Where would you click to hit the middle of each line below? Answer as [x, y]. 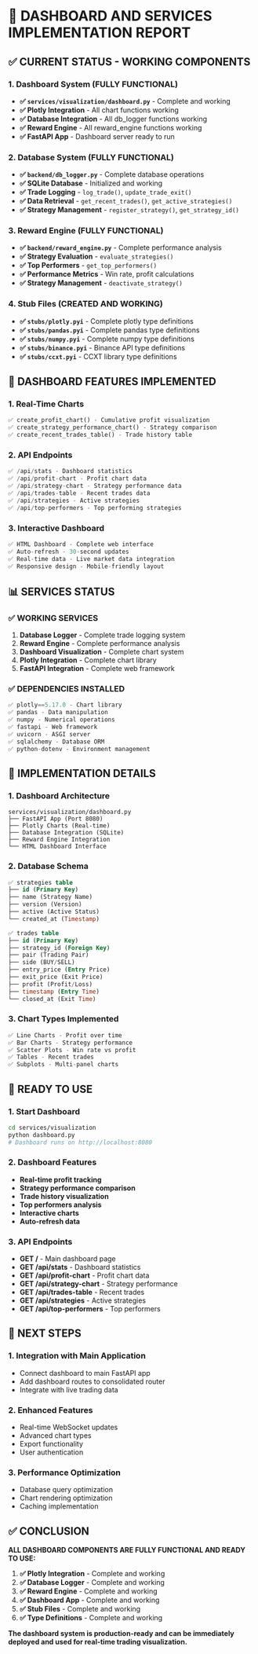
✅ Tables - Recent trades [51, 1057]
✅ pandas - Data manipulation [58, 713]
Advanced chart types [55, 1436]
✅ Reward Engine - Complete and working [89, 1591]
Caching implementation [59, 1506]
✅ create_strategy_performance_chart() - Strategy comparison [113, 427]
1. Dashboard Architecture [59, 795]
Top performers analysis [60, 1205]
